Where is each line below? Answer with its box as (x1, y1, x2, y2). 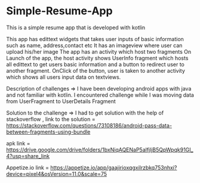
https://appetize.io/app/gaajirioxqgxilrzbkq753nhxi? (50, 164, 177, 171)
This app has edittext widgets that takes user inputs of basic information (6, 35, 184, 42)
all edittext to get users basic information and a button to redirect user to (6, 61, 185, 68)
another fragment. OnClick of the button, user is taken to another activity (6, 67, 185, 74)
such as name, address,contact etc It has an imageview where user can (6, 42, 183, 49)
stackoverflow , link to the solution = (6, 115, 96, 123)
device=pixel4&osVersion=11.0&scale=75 (6, 170, 107, 177)
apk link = (6, 139, 30, 147)
